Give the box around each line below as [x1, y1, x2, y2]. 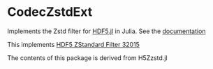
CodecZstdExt [7, 4, 93, 20]
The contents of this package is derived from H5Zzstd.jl [7, 53, 168, 62]
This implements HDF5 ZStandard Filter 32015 [7, 40, 140, 48]
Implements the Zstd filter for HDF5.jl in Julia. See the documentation [7, 27, 206, 35]
